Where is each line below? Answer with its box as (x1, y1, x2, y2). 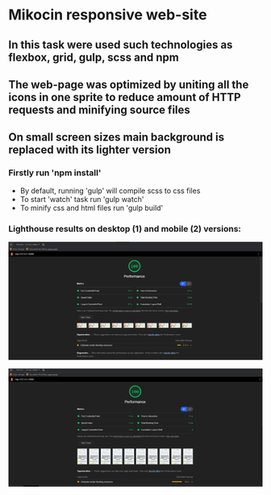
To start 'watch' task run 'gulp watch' (19, 194, 144, 203)
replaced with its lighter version (8, 143, 171, 157)
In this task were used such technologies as (8, 38, 233, 52)
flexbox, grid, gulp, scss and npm (8, 50, 179, 64)
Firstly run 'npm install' (8, 167, 102, 178)
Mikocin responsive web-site (8, 6, 207, 24)
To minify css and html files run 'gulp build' (19, 203, 164, 212)
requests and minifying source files (8, 103, 191, 116)
